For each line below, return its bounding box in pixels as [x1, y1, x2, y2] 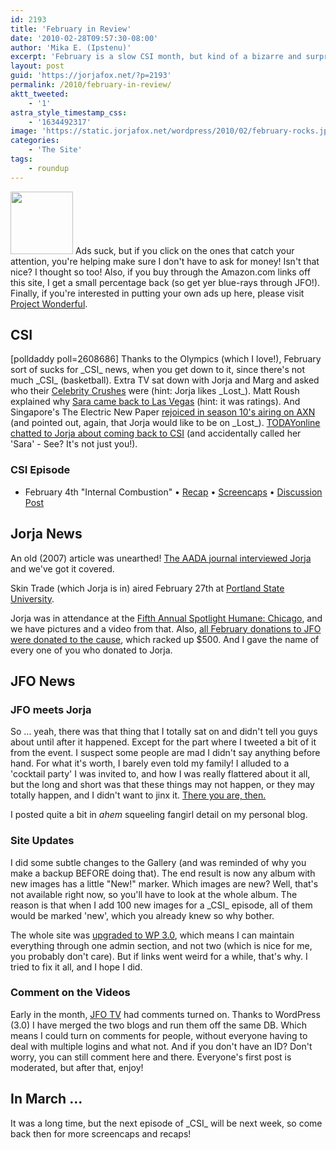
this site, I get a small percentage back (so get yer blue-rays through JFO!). [10, 276, 321, 288]
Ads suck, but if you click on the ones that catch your [74, 244, 295, 256]
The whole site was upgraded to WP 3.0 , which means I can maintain [10, 929, 295, 941]
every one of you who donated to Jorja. [10, 644, 173, 656]
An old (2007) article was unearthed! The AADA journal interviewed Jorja [10, 552, 312, 564]
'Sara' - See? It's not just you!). [10, 438, 138, 450]
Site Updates [10, 834, 75, 848]
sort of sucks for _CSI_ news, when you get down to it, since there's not [10, 364, 306, 376]
